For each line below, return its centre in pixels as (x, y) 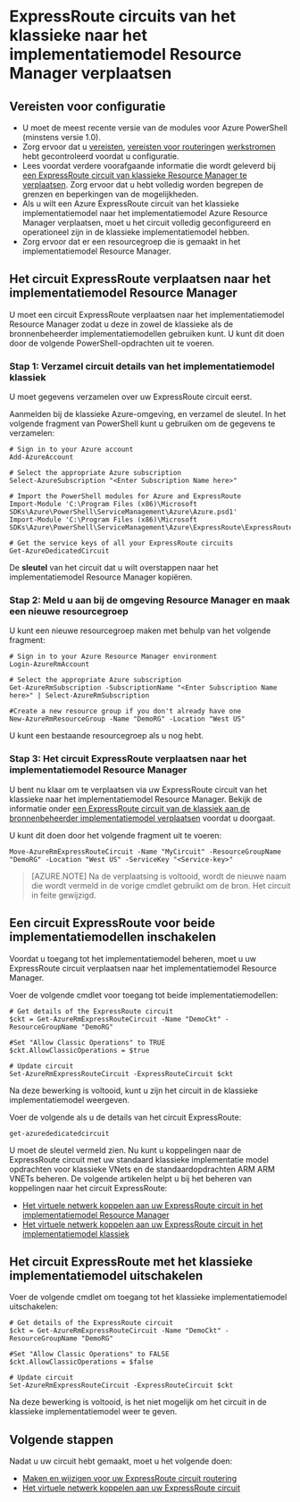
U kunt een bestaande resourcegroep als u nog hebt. (106, 736)
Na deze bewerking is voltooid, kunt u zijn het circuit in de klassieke (134, 1090)
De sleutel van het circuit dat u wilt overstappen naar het (114, 568)
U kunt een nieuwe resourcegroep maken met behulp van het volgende (140, 630)
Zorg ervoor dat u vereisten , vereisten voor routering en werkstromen (149, 146)
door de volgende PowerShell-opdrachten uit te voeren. (112, 343)
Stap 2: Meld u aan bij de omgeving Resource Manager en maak (150, 600)
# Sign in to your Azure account (71, 450)
